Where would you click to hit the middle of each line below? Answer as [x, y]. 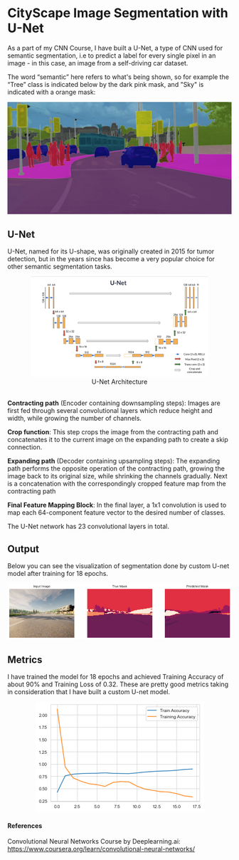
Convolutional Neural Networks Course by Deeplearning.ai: [94, 841]
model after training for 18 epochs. [58, 574]
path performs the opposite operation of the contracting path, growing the [116, 468]
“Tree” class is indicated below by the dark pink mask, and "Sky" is [106, 84]
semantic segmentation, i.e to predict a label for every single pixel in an [112, 56]
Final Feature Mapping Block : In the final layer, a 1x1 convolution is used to [117, 505]
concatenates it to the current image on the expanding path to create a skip [118, 440]
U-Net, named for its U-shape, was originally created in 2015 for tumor [111, 251]
